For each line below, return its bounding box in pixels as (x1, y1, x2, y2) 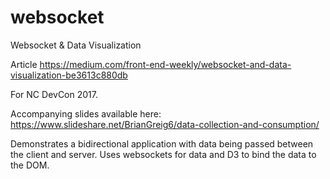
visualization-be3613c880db (10, 69, 128, 81)
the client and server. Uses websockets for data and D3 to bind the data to (10, 148, 317, 160)
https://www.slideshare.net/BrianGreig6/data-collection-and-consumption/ (10, 118, 320, 130)
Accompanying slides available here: (10, 107, 162, 120)
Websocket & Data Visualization (10, 39, 142, 51)
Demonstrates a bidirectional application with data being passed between (10, 137, 314, 150)
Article (10, 58, 38, 70)
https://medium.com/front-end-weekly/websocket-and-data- (39, 58, 292, 70)
